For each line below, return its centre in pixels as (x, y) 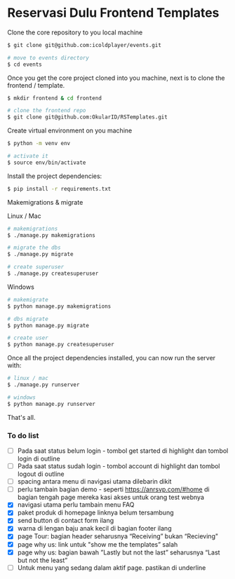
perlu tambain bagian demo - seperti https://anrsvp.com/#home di (113, 489)
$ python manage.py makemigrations (59, 306)
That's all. (21, 417)
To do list (23, 435)
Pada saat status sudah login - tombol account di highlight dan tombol (119, 466)
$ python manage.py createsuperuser (61, 345)
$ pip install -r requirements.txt (59, 189)
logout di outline (41, 474)
